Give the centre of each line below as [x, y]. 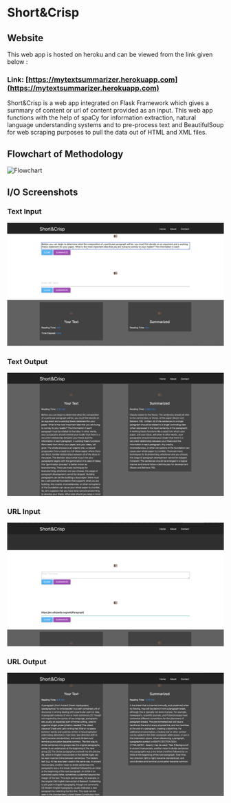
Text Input [24, 212]
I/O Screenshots [43, 192]
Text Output [27, 361]
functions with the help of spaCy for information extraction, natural [102, 117]
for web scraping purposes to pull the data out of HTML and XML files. [107, 133]
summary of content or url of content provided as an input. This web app [110, 111]
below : [18, 62]
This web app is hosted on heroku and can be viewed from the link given [110, 54]
